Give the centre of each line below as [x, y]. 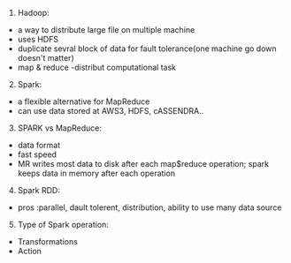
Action [30, 251]
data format [39, 145]
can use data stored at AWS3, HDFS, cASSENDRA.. [111, 111]
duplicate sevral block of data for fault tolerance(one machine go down [147, 49]
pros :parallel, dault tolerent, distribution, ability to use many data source [149, 207]
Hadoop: [34, 13]
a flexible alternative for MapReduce [84, 101]
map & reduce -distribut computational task [97, 67]
